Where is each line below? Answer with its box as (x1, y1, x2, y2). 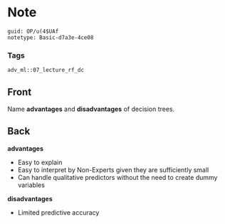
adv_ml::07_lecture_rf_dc (7, 67, 84, 74)
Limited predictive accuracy (17, 208, 100, 217)
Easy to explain (17, 158, 63, 166)
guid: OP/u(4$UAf (7, 28, 59, 35)
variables (17, 181, 45, 189)
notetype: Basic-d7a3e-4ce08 (7, 33, 94, 41)
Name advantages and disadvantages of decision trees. (7, 105, 175, 114)
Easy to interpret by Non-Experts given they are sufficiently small (17, 165, 209, 174)
